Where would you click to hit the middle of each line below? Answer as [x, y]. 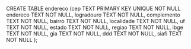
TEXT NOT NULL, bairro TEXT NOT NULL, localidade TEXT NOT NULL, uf [95, 21]
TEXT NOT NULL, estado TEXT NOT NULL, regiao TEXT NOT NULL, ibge [95, 27]
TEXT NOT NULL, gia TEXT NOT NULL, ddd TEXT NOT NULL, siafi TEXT [94, 34]
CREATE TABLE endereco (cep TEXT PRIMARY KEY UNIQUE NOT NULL [93, 9]
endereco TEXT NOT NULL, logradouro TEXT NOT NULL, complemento [93, 15]
